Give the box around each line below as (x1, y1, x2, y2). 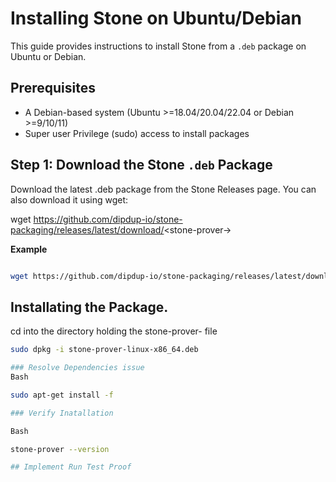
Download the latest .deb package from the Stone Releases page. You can (10, 183, 317, 195)
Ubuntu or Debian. (10, 50, 87, 62)
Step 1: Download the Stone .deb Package (10, 157, 273, 174)
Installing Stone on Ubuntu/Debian (10, 7, 303, 30)
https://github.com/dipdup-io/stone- (33, 213, 183, 225)
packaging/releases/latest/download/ (10, 223, 165, 236)
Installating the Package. (10, 298, 169, 316)
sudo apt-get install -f (10, 390, 114, 400)
